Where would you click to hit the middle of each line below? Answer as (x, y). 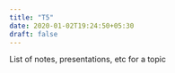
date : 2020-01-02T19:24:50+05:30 (72, 26)
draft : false (34, 34)
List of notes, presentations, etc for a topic (87, 60)
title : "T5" (31, 17)
